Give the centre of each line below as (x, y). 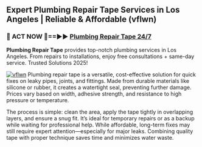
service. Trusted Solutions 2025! (47, 62)
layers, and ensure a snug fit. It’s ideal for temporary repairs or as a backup (100, 118)
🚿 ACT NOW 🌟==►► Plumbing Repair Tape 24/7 (79, 37)
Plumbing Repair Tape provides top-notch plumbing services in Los (92, 50)
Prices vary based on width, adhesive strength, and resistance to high (94, 94)
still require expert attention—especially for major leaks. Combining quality (100, 131)
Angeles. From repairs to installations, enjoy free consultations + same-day (100, 56)
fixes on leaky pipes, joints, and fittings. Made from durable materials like (98, 80)
